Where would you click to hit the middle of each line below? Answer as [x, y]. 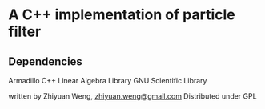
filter [25, 32]
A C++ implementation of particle [122, 15]
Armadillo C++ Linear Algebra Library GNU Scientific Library [108, 81]
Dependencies [45, 61]
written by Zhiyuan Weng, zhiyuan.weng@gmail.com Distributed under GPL [133, 96]
